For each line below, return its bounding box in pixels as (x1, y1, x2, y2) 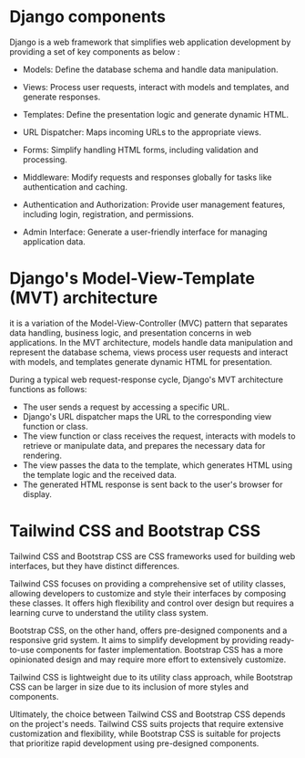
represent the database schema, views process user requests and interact (9, 347, 289, 358)
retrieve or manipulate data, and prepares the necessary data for (22, 440, 266, 451)
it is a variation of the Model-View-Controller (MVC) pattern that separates (9, 317, 289, 328)
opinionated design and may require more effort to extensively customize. (9, 654, 287, 665)
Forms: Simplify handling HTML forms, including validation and (22, 144, 259, 155)
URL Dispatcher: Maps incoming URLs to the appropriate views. (22, 126, 262, 138)
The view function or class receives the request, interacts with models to (22, 431, 296, 441)
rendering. (22, 450, 62, 461)
